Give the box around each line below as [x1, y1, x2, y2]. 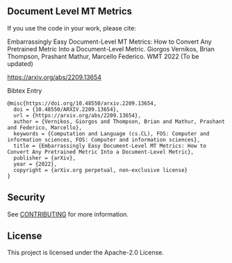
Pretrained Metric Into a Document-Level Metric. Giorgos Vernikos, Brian [7, 44, 215, 53]
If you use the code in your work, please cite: [7, 24, 137, 32]
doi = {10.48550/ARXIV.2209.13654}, [13, 105, 119, 113]
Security [7, 192, 45, 203]
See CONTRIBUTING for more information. [7, 210, 129, 218]
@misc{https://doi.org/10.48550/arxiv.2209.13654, [7, 100, 157, 107]
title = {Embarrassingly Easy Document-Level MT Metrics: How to [13, 142, 207, 149]
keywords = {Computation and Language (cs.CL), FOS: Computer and [13, 130, 210, 137]
